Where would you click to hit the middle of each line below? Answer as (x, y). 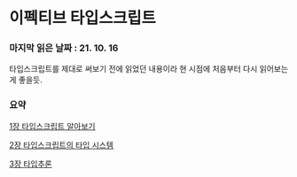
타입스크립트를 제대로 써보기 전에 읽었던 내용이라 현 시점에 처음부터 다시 (133, 69)
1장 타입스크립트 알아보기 (52, 126)
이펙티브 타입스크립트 (83, 18)
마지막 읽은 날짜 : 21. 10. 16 (64, 48)
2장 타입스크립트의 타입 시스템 (61, 145)
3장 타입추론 (31, 164)
